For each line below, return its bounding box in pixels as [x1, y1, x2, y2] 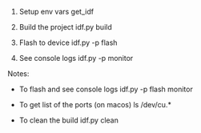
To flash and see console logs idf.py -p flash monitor [18, 84, 193, 94]
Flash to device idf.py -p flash [18, 38, 118, 47]
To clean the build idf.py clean [18, 115, 119, 125]
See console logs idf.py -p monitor [18, 54, 134, 62]
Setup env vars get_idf [18, 7, 94, 16]
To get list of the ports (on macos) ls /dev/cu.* [18, 100, 171, 109]
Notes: [7, 69, 30, 79]
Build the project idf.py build [18, 22, 113, 31]
